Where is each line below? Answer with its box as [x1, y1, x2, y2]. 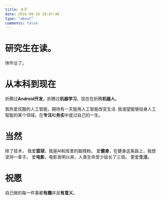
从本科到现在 [5, 79, 57, 90]
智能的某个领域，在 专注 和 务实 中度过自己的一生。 [5, 112, 103, 118]
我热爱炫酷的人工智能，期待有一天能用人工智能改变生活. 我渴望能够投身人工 [5, 106, 156, 112]
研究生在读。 [5, 43, 57, 54]
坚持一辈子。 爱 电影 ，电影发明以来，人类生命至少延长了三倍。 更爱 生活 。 [5, 154, 152, 160]
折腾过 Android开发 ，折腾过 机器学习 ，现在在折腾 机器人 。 [5, 96, 120, 102]
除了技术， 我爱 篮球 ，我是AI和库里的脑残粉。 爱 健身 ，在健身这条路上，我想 [5, 148, 156, 154]
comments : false [5, 20, 38, 26]
